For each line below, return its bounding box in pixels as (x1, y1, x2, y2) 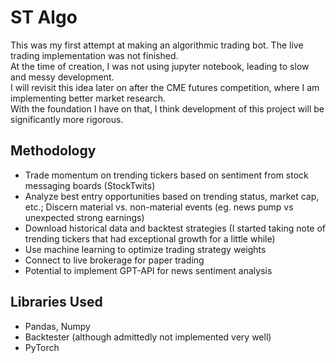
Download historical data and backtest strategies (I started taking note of (24, 222, 327, 234)
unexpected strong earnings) (24, 211, 145, 223)
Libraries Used (10, 294, 103, 311)
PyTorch (24, 341, 60, 353)
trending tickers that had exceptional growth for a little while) (24, 232, 276, 245)
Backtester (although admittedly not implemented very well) (24, 331, 272, 343)
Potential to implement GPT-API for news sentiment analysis (24, 264, 273, 276)
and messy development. (10, 71, 115, 83)
